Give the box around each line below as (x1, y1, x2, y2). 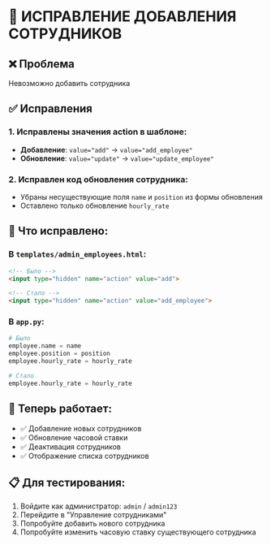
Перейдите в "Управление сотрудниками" (19, 510, 167, 520)
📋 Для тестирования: (8, 475, 126, 490)
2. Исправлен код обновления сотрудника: (8, 174, 189, 185)
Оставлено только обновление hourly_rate (19, 201, 170, 210)
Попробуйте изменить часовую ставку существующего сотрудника (19, 527, 257, 537)
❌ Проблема (8, 57, 75, 71)
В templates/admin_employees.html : (8, 249, 147, 260)
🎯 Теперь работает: (8, 402, 112, 416)
